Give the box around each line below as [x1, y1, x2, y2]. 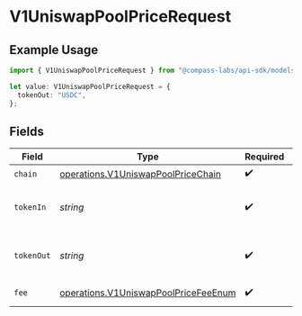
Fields [9, 123, 45, 139]
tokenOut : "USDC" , [17, 90, 87, 100]
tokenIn [13, 203, 47, 212]
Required [244, 150, 285, 163]
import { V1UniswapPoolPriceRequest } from [9, 66, 175, 75]
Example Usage [9, 42, 99, 58]
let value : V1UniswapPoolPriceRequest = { [9, 82, 171, 91]
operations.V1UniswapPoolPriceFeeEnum [59, 286, 236, 299]
